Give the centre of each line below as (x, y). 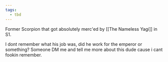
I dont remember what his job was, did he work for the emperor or (74, 44)
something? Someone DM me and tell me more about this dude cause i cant (84, 49)
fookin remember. (23, 55)
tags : (11, 10)
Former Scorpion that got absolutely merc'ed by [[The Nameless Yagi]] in (81, 29)
